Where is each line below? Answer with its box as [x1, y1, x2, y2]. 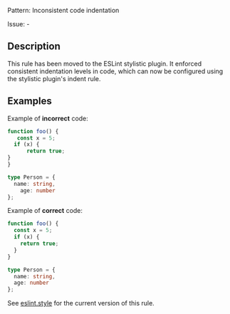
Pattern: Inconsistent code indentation [7, 6, 120, 14]
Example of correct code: [7, 206, 83, 215]
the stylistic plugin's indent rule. [7, 74, 101, 83]
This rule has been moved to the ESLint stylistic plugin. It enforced [7, 59, 202, 68]
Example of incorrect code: [7, 114, 89, 122]
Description [7, 41, 61, 53]
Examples [7, 95, 52, 108]
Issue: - [7, 20, 30, 28]
